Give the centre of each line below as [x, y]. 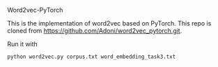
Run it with [23, 44]
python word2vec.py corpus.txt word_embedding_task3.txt [92, 57]
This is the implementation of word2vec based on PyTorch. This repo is [109, 23]
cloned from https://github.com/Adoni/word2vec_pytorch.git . [95, 31]
